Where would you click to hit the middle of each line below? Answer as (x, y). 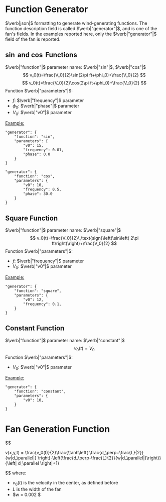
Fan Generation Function (58, 429)
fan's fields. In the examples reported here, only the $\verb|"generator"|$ (81, 34)
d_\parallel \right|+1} (39, 463)
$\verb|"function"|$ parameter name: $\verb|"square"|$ (63, 230)
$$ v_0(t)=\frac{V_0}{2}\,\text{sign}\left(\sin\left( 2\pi (84, 238)
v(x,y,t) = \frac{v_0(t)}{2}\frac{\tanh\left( (47, 453)
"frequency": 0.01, (44, 150)
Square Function (32, 218)
